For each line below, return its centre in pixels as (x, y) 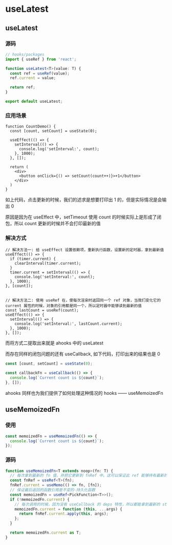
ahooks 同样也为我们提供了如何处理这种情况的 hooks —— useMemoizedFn (84, 393)
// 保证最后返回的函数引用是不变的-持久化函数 (53, 490)
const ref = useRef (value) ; (40, 73)
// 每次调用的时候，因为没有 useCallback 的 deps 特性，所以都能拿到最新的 (87, 504)
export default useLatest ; (34, 101)
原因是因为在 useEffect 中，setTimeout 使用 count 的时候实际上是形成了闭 (83, 217)
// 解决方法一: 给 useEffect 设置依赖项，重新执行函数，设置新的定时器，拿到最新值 (85, 250)
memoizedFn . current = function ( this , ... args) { (69, 509)
